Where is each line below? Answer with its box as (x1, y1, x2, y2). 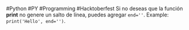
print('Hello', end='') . (6, 18, 66, 24)
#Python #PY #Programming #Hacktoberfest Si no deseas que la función (6, 5, 183, 12)
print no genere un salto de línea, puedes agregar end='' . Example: (6, 11, 169, 18)
